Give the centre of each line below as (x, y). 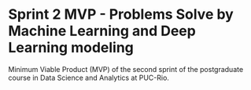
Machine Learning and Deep (102, 31)
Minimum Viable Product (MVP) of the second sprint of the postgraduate (126, 69)
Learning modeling (71, 48)
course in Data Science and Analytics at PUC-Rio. (89, 77)
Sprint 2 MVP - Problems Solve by (121, 14)
